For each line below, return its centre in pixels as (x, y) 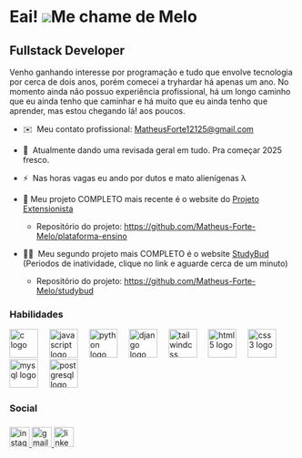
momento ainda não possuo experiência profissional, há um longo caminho (150, 92)
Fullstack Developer (67, 51)
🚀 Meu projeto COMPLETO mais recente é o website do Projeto (141, 199)
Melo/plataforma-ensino (81, 236)
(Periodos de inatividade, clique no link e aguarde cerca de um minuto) (155, 263)
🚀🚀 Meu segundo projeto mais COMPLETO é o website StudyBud (146, 254)
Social (24, 409)
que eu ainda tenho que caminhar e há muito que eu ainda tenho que (139, 101)
